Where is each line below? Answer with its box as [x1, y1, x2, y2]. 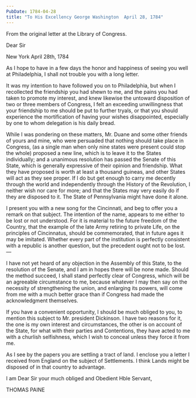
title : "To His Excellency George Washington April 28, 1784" [6, 14, 164, 20]
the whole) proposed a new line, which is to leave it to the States [6, 149, 162, 156]
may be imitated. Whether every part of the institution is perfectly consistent [6, 235, 190, 242]
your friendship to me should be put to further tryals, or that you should [6, 107, 178, 114]
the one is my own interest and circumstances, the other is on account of [6, 321, 183, 328]
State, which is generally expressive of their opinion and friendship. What [6, 162, 183, 169]
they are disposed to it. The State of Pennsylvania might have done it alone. [6, 193, 188, 200]
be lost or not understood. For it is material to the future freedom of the [6, 217, 177, 224]
